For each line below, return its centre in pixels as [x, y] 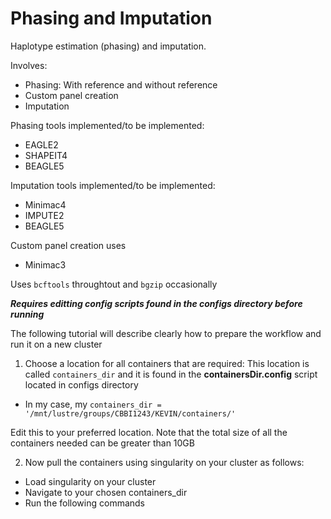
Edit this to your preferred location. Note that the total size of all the [149, 432]
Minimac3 [45, 264]
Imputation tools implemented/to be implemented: [113, 185]
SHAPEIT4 [46, 155]
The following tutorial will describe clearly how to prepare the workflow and [166, 333]
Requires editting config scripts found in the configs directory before [156, 303]
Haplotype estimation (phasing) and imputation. [108, 46]
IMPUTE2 [44, 215]
